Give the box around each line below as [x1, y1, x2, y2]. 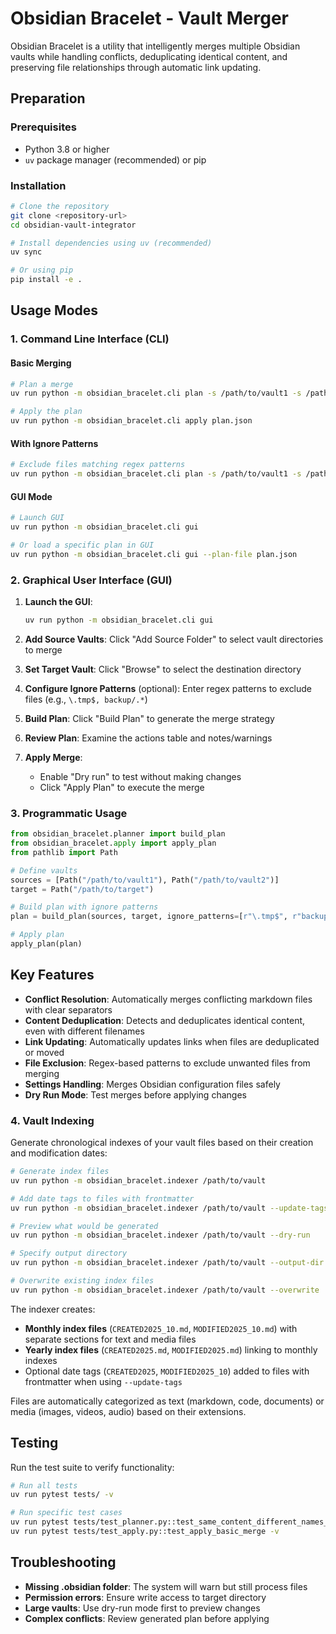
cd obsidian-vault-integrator [10, 220, 137, 230]
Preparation [10, 90, 86, 107]
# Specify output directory [10, 1248, 128, 1259]
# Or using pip [10, 265, 74, 276]
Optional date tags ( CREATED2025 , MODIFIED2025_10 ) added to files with [24, 1365, 310, 1377]
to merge [24, 643, 63, 656]
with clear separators [24, 1003, 113, 1016]
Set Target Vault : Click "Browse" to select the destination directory [24, 663, 302, 675]
